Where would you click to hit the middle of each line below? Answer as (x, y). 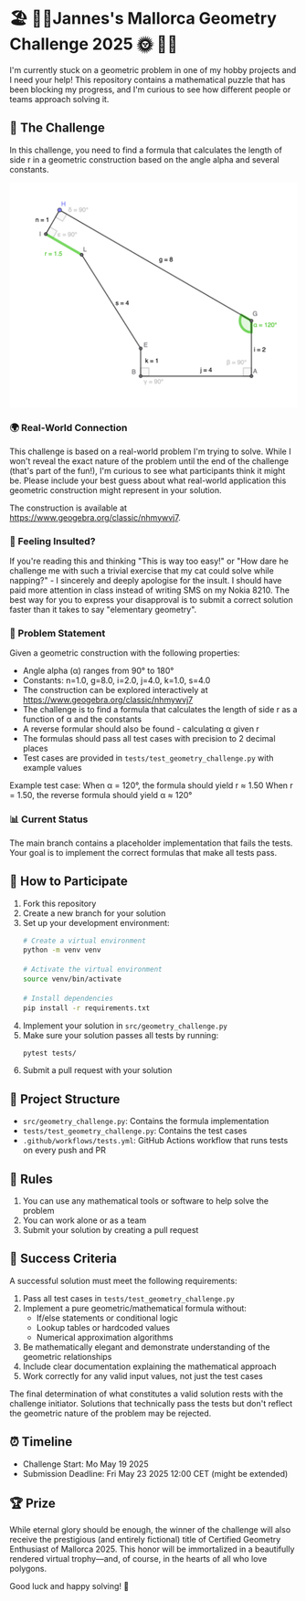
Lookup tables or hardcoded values (103, 1327)
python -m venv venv (62, 950)
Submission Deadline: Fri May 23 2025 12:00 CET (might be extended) (155, 1473)
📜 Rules (31, 1179)
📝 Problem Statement (58, 634)
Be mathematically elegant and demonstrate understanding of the (146, 1347)
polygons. (28, 1569)
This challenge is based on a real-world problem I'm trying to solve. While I (150, 451)
